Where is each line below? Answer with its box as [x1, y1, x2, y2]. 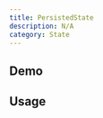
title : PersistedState [9, 13, 94, 23]
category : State [9, 30, 70, 39]
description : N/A [9, 22, 74, 31]
